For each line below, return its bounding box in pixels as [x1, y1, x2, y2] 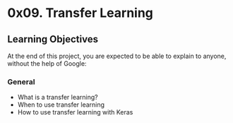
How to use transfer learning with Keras [17, 108, 133, 117]
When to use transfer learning [17, 100, 104, 109]
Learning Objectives [7, 33, 99, 45]
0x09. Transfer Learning [7, 5, 154, 21]
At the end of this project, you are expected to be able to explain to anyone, [7, 52, 227, 60]
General [7, 76, 35, 86]
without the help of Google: [7, 59, 87, 68]
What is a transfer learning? [17, 93, 98, 102]
